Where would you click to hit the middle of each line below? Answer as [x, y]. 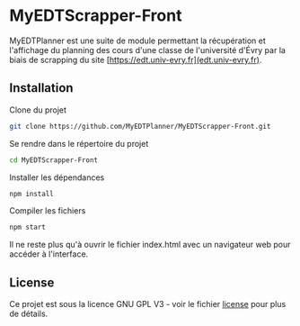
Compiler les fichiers [48, 211]
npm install [31, 194]
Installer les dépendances [57, 177]
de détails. [29, 314]
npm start [28, 227]
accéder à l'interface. [49, 254]
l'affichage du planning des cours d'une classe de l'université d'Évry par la [147, 50]
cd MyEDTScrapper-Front [54, 160]
